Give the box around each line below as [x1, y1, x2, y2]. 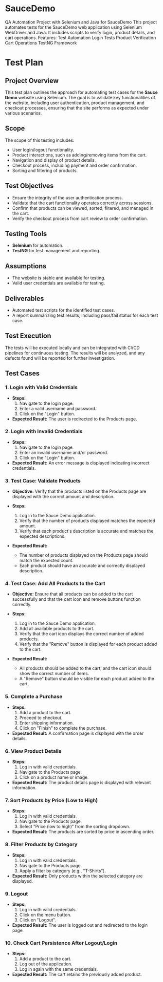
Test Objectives [5, 182, 54, 190]
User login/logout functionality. [12, 147, 74, 153]
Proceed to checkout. [19, 715, 63, 720]
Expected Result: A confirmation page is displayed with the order [12, 730, 144, 736]
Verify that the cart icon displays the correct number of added [19, 631, 144, 637]
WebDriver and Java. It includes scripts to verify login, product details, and [5, 29, 155, 35]
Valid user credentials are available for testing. [12, 280, 105, 286]
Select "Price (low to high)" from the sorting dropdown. [19, 824, 130, 829]
